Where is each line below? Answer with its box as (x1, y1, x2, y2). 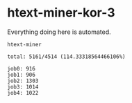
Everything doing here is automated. (7, 28, 111, 36)
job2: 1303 (7, 77, 39, 84)
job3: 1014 (7, 83, 39, 91)
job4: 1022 (7, 89, 39, 96)
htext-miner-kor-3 (7, 5, 115, 21)
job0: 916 (7, 65, 36, 72)
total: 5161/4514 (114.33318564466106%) (7, 53, 126, 60)
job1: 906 (7, 71, 36, 78)
